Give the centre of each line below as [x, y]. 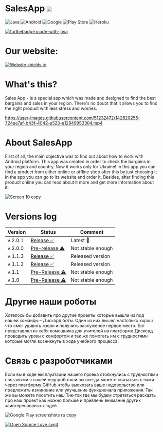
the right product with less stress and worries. [51, 108]
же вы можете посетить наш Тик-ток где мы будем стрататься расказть [81, 395]
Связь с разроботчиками [59, 360]
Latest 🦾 [80, 240]
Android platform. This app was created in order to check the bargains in [78, 161]
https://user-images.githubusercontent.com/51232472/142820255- [72, 118]
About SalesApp [39, 143]
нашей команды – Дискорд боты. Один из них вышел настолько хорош [79, 320]
